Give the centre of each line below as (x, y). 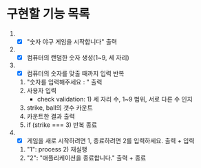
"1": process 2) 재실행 (57, 149)
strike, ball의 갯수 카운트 (60, 108)
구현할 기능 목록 (48, 14)
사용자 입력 (41, 91)
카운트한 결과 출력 (51, 117)
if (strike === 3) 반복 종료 (62, 125)
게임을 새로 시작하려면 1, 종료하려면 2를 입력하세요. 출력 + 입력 (110, 141)
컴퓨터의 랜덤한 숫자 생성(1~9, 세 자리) (78, 58)
